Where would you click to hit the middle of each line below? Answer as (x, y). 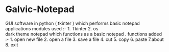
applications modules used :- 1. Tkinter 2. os (52, 28)
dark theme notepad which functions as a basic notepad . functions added (84, 34)
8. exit (12, 44)
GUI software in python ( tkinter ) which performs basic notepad (73, 23)
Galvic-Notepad (40, 9)
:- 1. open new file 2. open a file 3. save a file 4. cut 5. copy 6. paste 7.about (84, 39)
